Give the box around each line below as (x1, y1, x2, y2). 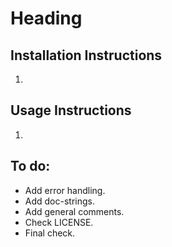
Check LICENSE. (24, 216, 94, 228)
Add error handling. (24, 184, 106, 196)
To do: (10, 158, 51, 175)
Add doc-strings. (24, 195, 95, 207)
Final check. (24, 227, 76, 239)
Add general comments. (24, 205, 125, 217)
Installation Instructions (10, 47, 163, 64)
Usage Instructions (10, 102, 132, 119)
